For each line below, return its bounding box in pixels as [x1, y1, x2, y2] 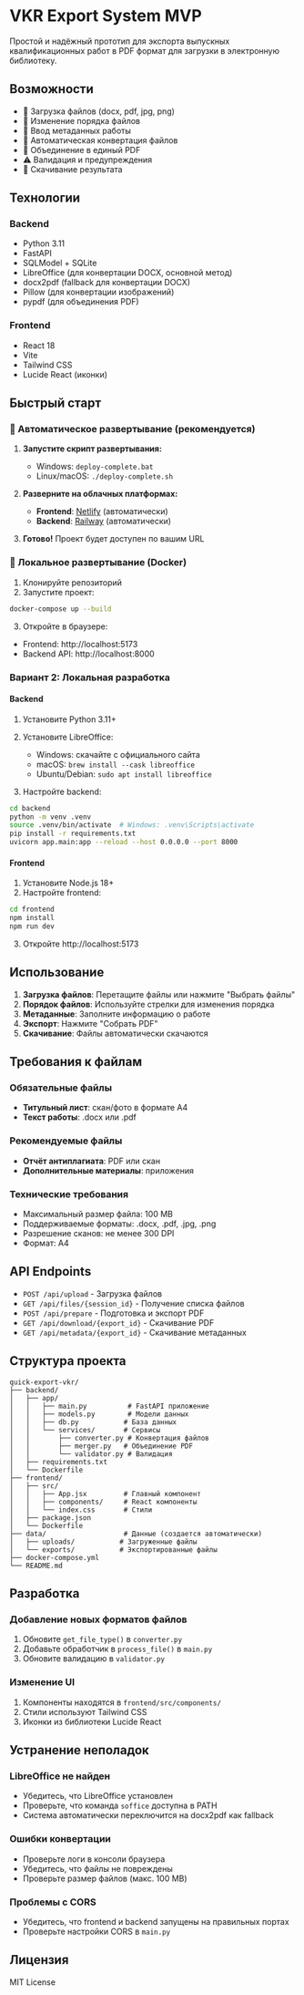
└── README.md [9, 1561, 64, 1570]
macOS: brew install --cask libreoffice [35, 759, 196, 770]
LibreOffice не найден [9, 1770, 111, 1783]
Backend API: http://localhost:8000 [22, 648, 155, 659]
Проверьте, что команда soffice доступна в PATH [22, 1800, 218, 1811]
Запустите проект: [22, 586, 95, 597]
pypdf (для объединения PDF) [22, 296, 139, 307]
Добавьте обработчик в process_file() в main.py [22, 1643, 213, 1655]
